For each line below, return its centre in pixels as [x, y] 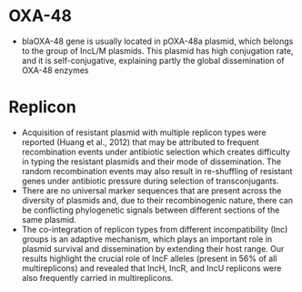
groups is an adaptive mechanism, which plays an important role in [147, 239]
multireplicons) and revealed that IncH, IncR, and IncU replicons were [151, 268]
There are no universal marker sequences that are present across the [151, 190]
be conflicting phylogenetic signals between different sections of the [151, 210]
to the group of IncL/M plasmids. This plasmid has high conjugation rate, [157, 50]
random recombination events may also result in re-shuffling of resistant [157, 171]
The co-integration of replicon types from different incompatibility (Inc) [155, 229]
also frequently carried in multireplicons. [97, 277]
